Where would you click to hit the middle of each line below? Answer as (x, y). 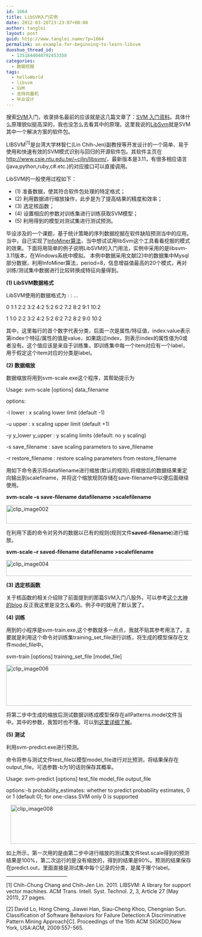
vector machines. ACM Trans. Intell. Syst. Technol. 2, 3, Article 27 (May (92, 892)
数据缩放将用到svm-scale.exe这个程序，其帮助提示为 (70, 378)
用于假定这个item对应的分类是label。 (51, 353)
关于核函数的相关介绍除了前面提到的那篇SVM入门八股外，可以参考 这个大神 (97, 598)
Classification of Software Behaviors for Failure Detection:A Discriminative (96, 915)
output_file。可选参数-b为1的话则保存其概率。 (61, 767)
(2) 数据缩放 (21, 366)
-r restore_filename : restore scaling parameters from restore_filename (91, 458)
